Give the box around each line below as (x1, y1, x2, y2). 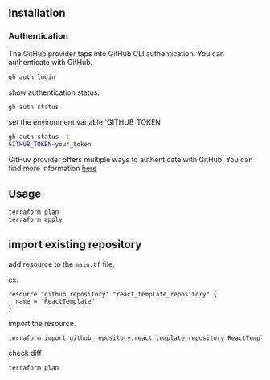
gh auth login (8, 72, 56, 81)
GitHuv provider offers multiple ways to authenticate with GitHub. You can (8, 155, 253, 165)
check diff (8, 349, 42, 358)
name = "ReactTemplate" (15, 297, 95, 305)
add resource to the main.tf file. (8, 259, 115, 268)
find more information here (8, 164, 97, 174)
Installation (8, 6, 66, 20)
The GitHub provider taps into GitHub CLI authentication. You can (8, 48, 225, 59)
